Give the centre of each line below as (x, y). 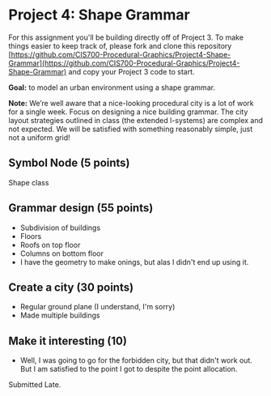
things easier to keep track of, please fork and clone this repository (120, 45)
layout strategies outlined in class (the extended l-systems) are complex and (136, 120)
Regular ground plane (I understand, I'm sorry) (97, 307)
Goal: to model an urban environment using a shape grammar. (112, 87)
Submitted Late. (35, 385)
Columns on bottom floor (61, 253)
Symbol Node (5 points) (69, 163)
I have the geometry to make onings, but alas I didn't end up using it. (134, 262)
